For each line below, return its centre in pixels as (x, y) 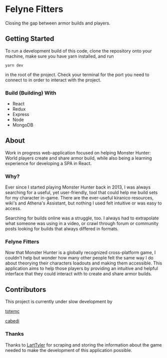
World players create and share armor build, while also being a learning (79, 158)
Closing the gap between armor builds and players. (58, 23)
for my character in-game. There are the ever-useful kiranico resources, (79, 198)
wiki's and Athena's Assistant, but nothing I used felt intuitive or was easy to (83, 203)
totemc (12, 311)
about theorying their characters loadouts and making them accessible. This (84, 263)
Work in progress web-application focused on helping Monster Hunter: (78, 152)
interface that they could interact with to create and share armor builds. (79, 274)
